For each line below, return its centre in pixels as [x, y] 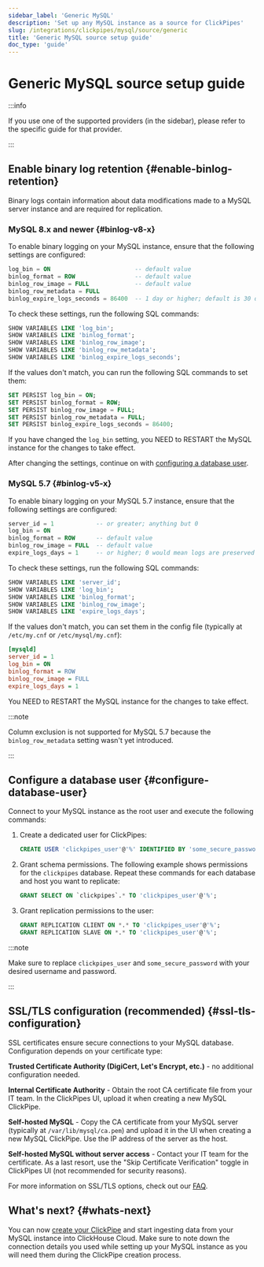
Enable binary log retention [76, 169]
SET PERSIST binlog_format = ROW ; [65, 403]
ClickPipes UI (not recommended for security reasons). [97, 1170]
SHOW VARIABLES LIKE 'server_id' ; [65, 582]
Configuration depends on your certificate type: [85, 1051]
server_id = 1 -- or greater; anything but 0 [103, 524]
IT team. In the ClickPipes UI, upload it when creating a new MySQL [117, 1098]
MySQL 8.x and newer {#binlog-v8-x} [82, 229]
